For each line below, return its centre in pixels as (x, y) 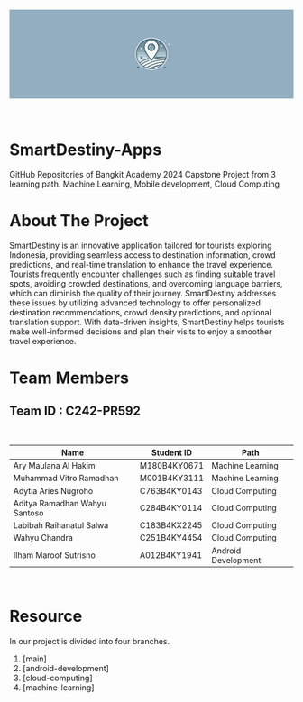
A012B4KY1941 (171, 555)
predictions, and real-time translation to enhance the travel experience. (141, 265)
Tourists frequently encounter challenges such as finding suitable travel (142, 274)
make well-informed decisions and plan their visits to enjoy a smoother (141, 332)
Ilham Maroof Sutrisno (55, 555)
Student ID (171, 452)
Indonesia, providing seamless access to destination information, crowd (143, 255)
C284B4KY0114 (171, 508)
